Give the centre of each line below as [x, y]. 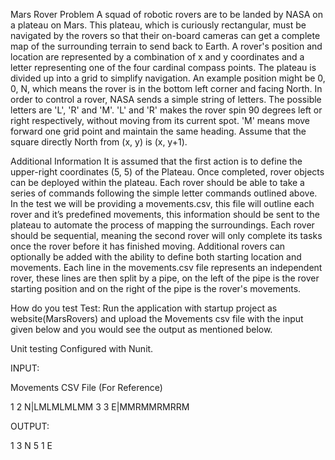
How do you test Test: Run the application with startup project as [144, 308]
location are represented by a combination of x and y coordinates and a [157, 57]
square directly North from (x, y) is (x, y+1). [99, 142]
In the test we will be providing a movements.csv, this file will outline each [162, 203]
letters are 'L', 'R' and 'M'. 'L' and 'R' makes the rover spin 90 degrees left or [166, 110]
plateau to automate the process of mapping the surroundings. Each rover [162, 225]
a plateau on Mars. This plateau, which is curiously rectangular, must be [158, 25]
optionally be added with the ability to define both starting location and [156, 257]
